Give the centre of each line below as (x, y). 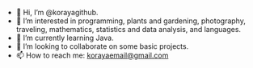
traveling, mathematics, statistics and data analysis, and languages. (128, 29)
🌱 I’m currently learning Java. (65, 38)
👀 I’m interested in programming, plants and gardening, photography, (131, 21)
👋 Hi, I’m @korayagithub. (57, 12)
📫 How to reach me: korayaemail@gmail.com (92, 55)
